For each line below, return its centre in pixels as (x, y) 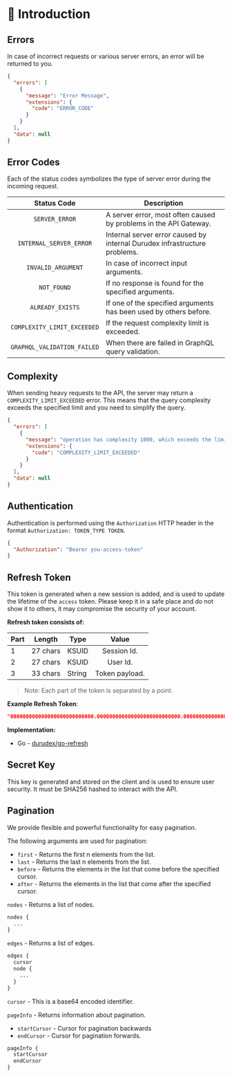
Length (46, 640)
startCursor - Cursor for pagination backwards (84, 1028)
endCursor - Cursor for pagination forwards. (79, 1035)
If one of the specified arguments (160, 303)
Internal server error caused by (156, 235)
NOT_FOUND (55, 288)
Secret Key (31, 765)
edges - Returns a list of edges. (51, 943)
